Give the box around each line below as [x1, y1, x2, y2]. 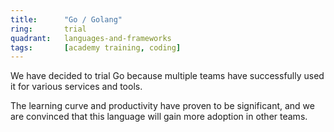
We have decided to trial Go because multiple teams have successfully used [10, 70, 325, 82]
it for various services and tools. [10, 81, 143, 93]
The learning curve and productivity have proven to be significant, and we [10, 100, 315, 112]
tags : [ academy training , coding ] [10, 42, 182, 53]
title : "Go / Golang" [10, 14, 123, 25]
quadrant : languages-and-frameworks [10, 33, 172, 43]
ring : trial [10, 24, 87, 34]
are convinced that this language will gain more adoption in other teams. [10, 111, 308, 123]
